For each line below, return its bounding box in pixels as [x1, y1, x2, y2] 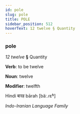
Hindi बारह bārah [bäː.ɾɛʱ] [5, 93, 56, 99]
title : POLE [5, 17, 30, 22]
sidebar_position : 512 [5, 21, 53, 27]
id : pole [5, 7, 24, 13]
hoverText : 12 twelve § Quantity [5, 26, 75, 31]
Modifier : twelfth [5, 83, 40, 89]
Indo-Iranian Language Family [5, 103, 68, 109]
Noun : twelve [5, 73, 34, 79]
